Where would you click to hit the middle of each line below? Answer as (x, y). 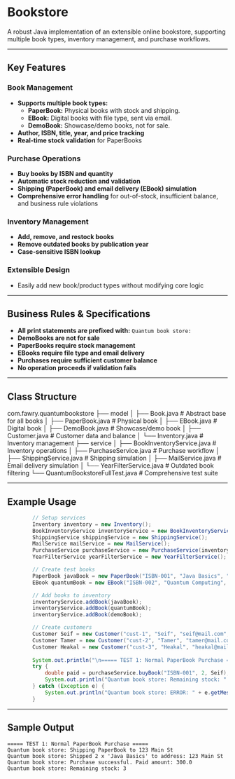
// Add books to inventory (72, 595)
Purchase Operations (44, 158)
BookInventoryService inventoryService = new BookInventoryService (133, 531)
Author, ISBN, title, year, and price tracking (81, 133)
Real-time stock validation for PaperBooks (79, 140)
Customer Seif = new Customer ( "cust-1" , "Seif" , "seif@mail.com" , (131, 634)
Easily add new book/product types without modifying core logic (111, 285)
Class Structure (42, 397)
